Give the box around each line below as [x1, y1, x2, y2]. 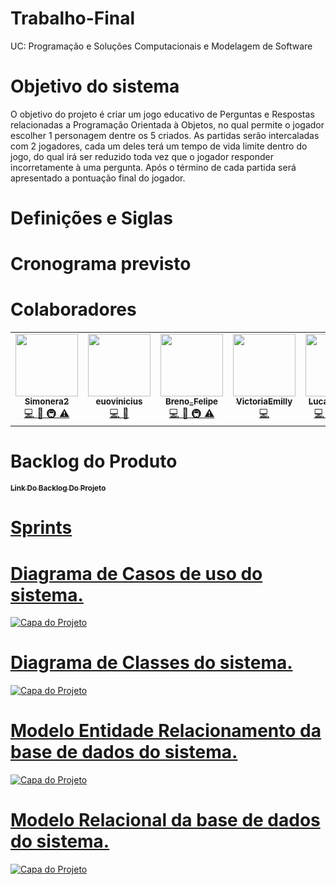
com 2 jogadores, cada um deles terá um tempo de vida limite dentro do [10, 140, 308, 152]
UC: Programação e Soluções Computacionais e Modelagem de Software [10, 40, 313, 52]
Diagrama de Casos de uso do [10, 562, 263, 585]
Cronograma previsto [10, 253, 192, 276]
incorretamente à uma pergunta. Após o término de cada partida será [10, 161, 297, 173]
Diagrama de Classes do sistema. [10, 652, 293, 674]
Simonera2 [24, 396, 70, 407]
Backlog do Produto [10, 450, 178, 473]
